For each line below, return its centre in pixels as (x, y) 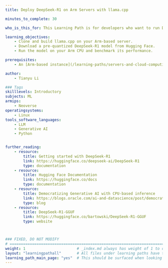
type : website (38, 221)
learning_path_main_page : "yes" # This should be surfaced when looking (84, 258)
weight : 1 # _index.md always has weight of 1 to (82, 248)
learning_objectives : (28, 37)
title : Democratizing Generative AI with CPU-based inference (89, 193)
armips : (13, 101)
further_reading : (23, 147)
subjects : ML (19, 96)
